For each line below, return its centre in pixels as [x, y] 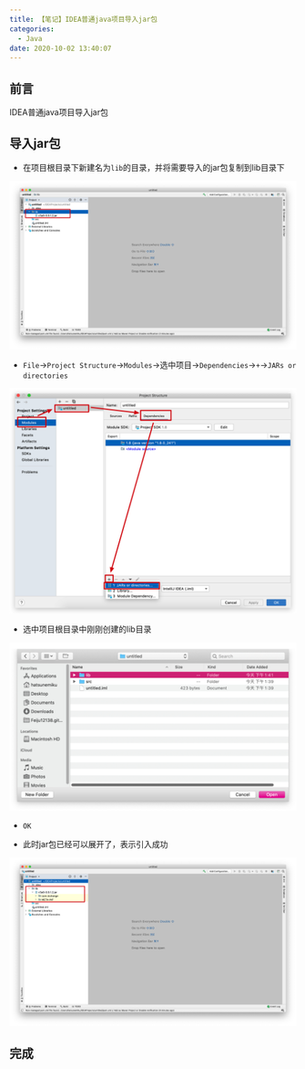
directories [45, 376]
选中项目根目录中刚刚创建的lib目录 [87, 629]
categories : [32, 29]
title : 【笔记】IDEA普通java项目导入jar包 [83, 19]
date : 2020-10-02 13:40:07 [61, 48]
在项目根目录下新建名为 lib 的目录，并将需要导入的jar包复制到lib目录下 [153, 167]
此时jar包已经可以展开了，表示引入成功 [95, 844]
